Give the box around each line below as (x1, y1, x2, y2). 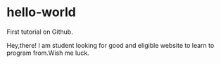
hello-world (6, 4, 77, 20)
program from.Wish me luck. (6, 49, 89, 57)
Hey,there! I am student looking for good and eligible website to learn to (6, 41, 215, 49)
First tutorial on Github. (6, 27, 73, 36)
